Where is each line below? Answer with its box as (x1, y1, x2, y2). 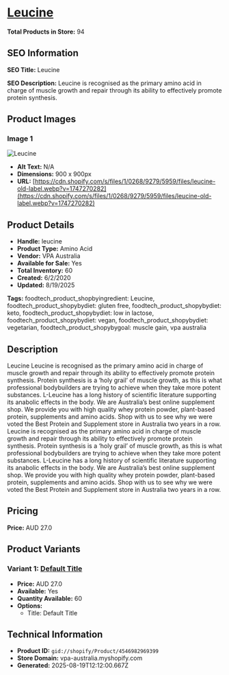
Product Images (7, 113, 77, 125)
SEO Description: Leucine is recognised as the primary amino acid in (7, 79, 202, 87)
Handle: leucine (16, 237, 63, 246)
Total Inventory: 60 (16, 266, 73, 275)
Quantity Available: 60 (16, 594, 83, 602)
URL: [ (16, 177, 36, 186)
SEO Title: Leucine (7, 65, 60, 73)
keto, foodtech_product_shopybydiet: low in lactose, (7, 309, 154, 317)
